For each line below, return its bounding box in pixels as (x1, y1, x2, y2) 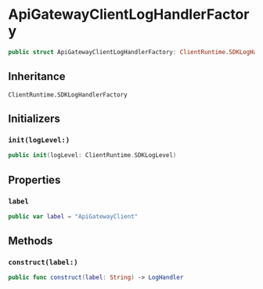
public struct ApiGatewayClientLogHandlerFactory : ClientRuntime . (8, 48, 229, 56)
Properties (8, 173, 61, 186)
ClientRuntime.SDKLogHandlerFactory (8, 90, 128, 99)
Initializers (8, 112, 61, 126)
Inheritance (8, 70, 66, 83)
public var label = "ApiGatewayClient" (8, 212, 139, 221)
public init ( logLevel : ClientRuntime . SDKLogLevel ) (8, 152, 177, 159)
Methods (8, 234, 53, 248)
